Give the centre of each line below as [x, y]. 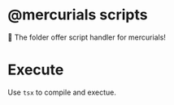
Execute [36, 70]
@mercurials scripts [78, 15]
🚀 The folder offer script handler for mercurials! [87, 37]
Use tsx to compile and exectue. [62, 92]
